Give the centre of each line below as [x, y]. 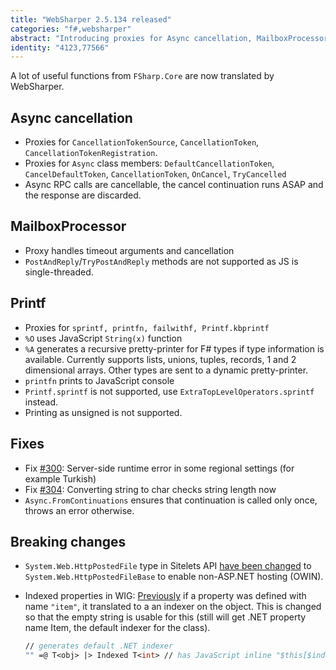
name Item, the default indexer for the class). [117, 628]
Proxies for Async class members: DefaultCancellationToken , [149, 163]
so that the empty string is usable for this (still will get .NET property [165, 617]
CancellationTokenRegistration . [91, 153]
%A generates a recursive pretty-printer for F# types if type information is [174, 348]
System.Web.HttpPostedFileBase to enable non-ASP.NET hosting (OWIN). [174, 577]
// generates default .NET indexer [99, 646]
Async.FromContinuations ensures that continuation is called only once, [171, 500]
